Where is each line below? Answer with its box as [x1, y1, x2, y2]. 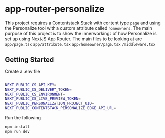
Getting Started [5, 56, 54, 64]
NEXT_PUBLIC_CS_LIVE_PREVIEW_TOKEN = [5, 96, 81, 101]
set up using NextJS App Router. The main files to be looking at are [5, 36, 142, 42]
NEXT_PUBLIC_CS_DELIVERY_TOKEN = [5, 87, 72, 92]
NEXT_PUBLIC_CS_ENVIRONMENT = [5, 92, 65, 97]
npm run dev [5, 129, 30, 134]
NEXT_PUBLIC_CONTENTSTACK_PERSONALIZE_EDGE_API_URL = [5, 106, 116, 111]
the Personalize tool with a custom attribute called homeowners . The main [5, 25, 152, 31]
